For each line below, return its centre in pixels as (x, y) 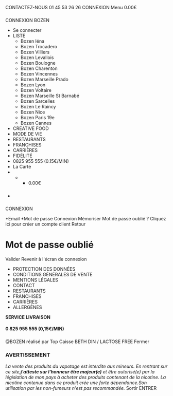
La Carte (22, 166)
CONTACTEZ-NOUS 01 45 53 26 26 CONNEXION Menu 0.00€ (71, 7)
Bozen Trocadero (39, 46)
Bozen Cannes (36, 123)
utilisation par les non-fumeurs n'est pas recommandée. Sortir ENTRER (81, 388)
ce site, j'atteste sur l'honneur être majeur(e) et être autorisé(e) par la (80, 371)
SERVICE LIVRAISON (28, 317)
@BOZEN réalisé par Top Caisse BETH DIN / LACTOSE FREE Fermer (77, 342)
